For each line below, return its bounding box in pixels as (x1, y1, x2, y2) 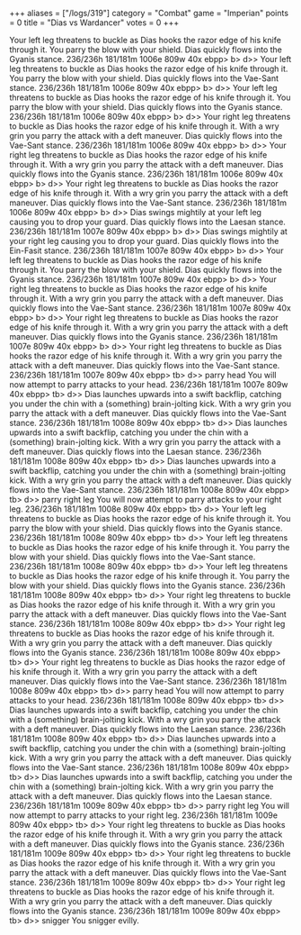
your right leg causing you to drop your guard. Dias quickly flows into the (9, 236, 279, 246)
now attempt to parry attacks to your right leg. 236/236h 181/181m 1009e (9, 810, 279, 821)
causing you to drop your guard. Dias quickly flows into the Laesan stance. (9, 216, 286, 227)
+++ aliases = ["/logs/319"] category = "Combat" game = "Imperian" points (9, 8, 289, 18)
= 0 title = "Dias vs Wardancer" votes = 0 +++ (9, 17, 180, 28)
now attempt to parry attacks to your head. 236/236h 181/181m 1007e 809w (9, 379, 288, 390)
